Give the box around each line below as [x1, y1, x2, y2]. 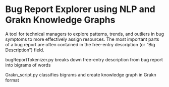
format [5, 77, 19, 83]
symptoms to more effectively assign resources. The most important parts [5, 36, 159, 42]
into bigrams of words [5, 62, 51, 68]
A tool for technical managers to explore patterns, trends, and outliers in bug [5, 31, 164, 37]
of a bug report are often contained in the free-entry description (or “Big [5, 41, 155, 47]
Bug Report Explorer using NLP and [5, 4, 155, 15]
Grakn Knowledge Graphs [5, 14, 116, 26]
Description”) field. [5, 47, 44, 53]
